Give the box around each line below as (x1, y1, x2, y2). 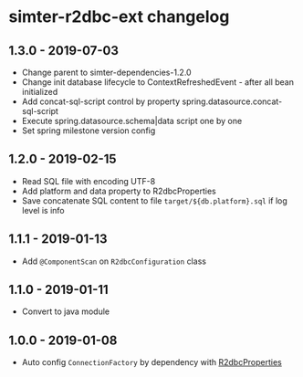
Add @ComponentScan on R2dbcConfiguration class (21, 256, 207, 267)
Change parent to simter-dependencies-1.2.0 (21, 67, 193, 78)
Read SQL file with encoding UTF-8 (21, 175, 156, 186)
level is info (21, 204, 65, 215)
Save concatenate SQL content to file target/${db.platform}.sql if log (21, 194, 288, 206)
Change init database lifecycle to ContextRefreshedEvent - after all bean (21, 77, 294, 88)
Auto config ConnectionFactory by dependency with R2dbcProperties (21, 357, 282, 368)
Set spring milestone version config (21, 125, 156, 136)
